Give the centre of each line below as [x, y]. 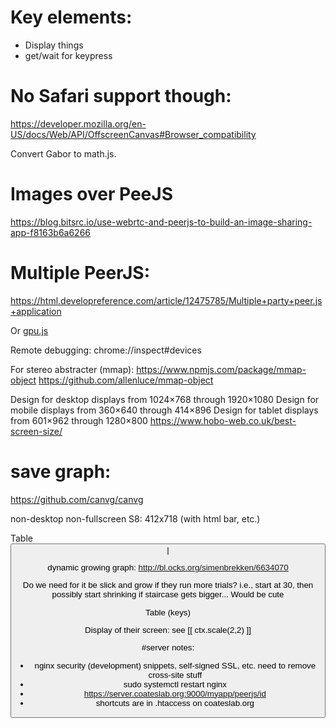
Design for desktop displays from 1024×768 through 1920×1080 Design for [165, 399]
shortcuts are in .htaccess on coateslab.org [175, 702]
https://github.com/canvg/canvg [77, 499]
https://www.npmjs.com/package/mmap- [221, 369]
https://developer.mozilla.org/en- [78, 123]
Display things [54, 45]
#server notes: [168, 647]
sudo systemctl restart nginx [175, 684]
